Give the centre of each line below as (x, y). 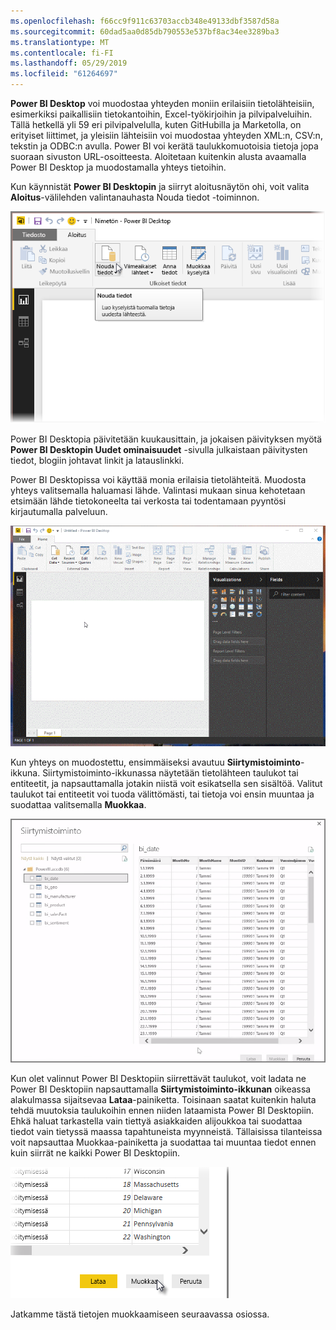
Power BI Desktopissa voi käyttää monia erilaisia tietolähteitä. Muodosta (158, 480)
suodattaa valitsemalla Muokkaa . (78, 805)
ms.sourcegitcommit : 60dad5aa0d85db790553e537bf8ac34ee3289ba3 (145, 31)
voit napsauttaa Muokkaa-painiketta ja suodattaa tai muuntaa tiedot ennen (163, 1142)
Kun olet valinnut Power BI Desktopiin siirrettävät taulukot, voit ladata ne (158, 1079)
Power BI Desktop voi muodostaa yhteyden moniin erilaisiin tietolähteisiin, (162, 103)
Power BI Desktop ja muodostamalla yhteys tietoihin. (118, 167)
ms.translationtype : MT (60, 42)
